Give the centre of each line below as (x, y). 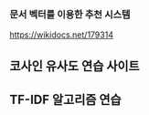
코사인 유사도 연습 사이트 (74, 66)
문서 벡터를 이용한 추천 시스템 (70, 14)
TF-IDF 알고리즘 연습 (65, 100)
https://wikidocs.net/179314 (62, 35)
